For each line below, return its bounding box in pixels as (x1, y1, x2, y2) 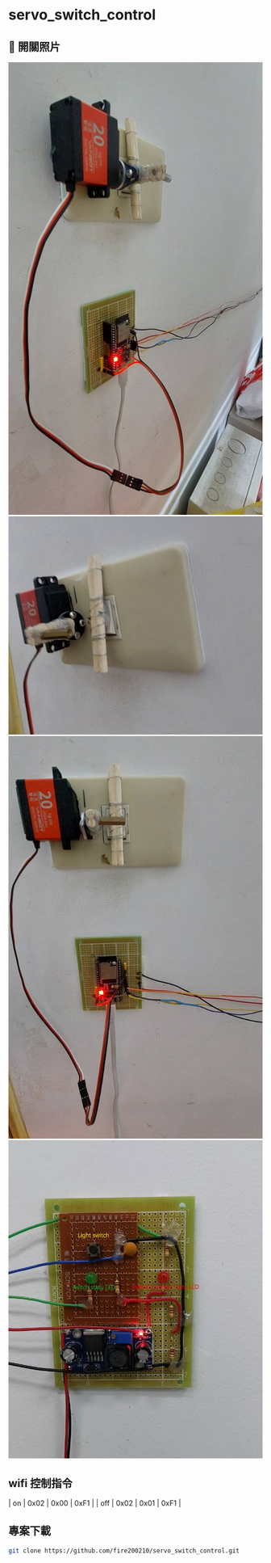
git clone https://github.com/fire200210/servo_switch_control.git (8, 1547, 240, 1555)
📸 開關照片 (8, 40, 60, 53)
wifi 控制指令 (8, 1477, 73, 1490)
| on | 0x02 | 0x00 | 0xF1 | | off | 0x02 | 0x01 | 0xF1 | (8, 1498, 181, 1508)
